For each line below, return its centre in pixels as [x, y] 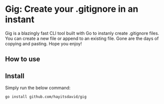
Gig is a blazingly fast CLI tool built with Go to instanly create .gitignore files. [82, 33]
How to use [23, 59]
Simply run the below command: [38, 88]
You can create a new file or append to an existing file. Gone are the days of [82, 38]
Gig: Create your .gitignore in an [72, 9]
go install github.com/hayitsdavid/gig [46, 97]
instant [20, 19]
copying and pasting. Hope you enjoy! [43, 43]
